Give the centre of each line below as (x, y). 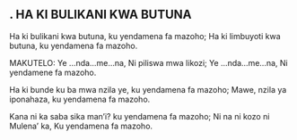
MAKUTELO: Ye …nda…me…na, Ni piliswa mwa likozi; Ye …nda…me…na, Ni (149, 62)
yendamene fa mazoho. (53, 72)
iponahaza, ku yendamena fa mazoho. (80, 99)
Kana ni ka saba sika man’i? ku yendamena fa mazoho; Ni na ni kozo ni (140, 116)
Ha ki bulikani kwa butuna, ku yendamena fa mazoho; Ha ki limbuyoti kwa (145, 36)
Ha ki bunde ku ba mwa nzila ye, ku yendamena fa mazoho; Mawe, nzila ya (148, 89)
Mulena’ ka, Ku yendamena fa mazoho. (81, 126)
